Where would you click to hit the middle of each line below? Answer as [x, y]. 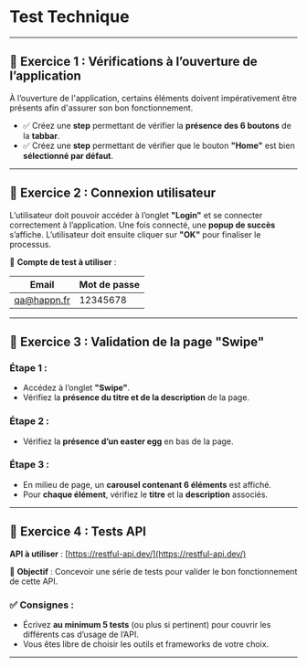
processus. [31, 244]
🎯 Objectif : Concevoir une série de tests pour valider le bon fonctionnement [153, 571]
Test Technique [69, 17]
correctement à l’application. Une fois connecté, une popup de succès [143, 225]
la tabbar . [41, 135]
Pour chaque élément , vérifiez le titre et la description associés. [145, 494]
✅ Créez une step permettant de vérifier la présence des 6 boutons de [157, 125]
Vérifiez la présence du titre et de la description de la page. [136, 397]
